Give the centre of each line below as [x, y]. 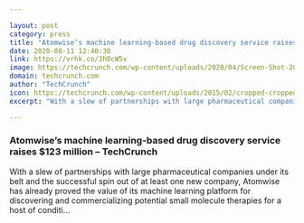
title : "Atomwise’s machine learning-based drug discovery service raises [153, 42]
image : [22, 68]
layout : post [34, 25]
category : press [40, 34]
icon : [19, 93]
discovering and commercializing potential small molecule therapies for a [146, 200]
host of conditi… [40, 209]
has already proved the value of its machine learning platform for [130, 190]
